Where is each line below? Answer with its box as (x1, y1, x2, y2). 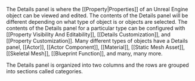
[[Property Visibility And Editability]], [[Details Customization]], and (6, 31, 171, 38)
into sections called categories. (6, 68, 83, 74)
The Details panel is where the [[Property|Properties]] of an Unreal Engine (6, 6, 188, 13)
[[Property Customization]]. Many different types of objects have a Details (6, 38, 188, 44)
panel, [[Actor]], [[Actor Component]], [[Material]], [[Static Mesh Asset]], (6, 43, 185, 51)
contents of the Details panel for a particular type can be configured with (6, 24, 185, 32)
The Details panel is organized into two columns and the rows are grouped (6, 61, 189, 68)
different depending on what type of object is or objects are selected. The (6, 18, 188, 25)
